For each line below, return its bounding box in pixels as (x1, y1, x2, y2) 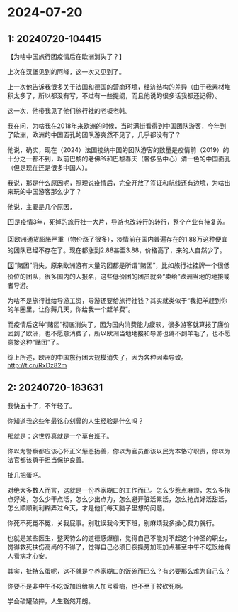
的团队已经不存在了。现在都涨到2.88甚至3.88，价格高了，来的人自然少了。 (7, 246, 226, 254)
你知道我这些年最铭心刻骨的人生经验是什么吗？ (7, 417, 144, 425)
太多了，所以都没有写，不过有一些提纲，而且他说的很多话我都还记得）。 (13, 92, 222, 100)
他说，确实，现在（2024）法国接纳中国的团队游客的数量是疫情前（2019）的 (7, 146, 229, 154)
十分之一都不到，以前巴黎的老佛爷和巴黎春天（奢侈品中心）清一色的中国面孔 (7, 154, 231, 163)
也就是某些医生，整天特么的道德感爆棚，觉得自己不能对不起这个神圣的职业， (7, 534, 231, 542)
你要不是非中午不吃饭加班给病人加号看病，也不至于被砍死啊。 (7, 581, 188, 590)
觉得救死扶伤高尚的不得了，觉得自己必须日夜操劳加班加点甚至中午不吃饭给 (7, 542, 225, 551)
